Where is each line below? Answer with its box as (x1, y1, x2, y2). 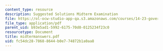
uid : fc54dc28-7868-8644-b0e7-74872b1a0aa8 (5, 39, 95, 44)
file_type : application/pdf (5, 20, 62, 26)
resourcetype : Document (5, 30, 53, 34)
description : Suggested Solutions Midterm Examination (5, 12, 118, 17)
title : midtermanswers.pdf (5, 34, 60, 39)
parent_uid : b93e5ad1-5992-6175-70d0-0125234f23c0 (5, 25, 110, 30)
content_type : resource (5, 7, 53, 12)
